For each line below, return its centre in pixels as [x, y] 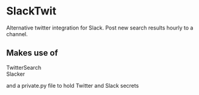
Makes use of [32, 53]
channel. [17, 34]
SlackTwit [31, 11]
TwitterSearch [24, 67]
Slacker [16, 74]
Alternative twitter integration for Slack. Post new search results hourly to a [100, 28]
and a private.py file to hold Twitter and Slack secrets [73, 85]
